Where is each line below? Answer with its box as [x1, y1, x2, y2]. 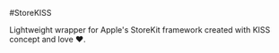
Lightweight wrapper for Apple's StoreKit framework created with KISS [9, 25, 271, 34]
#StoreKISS [9, 8, 52, 18]
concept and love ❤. [9, 34, 87, 44]
